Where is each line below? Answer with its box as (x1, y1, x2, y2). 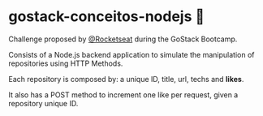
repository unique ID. (8, 98, 79, 108)
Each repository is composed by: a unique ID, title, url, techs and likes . (8, 74, 244, 84)
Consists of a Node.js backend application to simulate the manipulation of (8, 49, 255, 59)
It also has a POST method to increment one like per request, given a (8, 89, 239, 100)
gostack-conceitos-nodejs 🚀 (8, 7, 205, 26)
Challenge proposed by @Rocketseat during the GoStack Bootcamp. (8, 34, 238, 44)
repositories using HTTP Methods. (8, 58, 123, 68)
